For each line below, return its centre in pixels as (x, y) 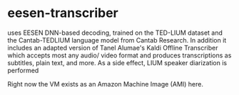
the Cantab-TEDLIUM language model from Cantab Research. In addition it (117, 40)
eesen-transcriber (63, 13)
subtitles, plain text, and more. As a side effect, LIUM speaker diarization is (117, 62)
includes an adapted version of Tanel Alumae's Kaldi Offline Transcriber (113, 47)
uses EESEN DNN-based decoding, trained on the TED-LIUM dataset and (115, 33)
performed (23, 70)
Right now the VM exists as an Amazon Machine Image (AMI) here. (106, 84)
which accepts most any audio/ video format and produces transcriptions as (119, 55)
